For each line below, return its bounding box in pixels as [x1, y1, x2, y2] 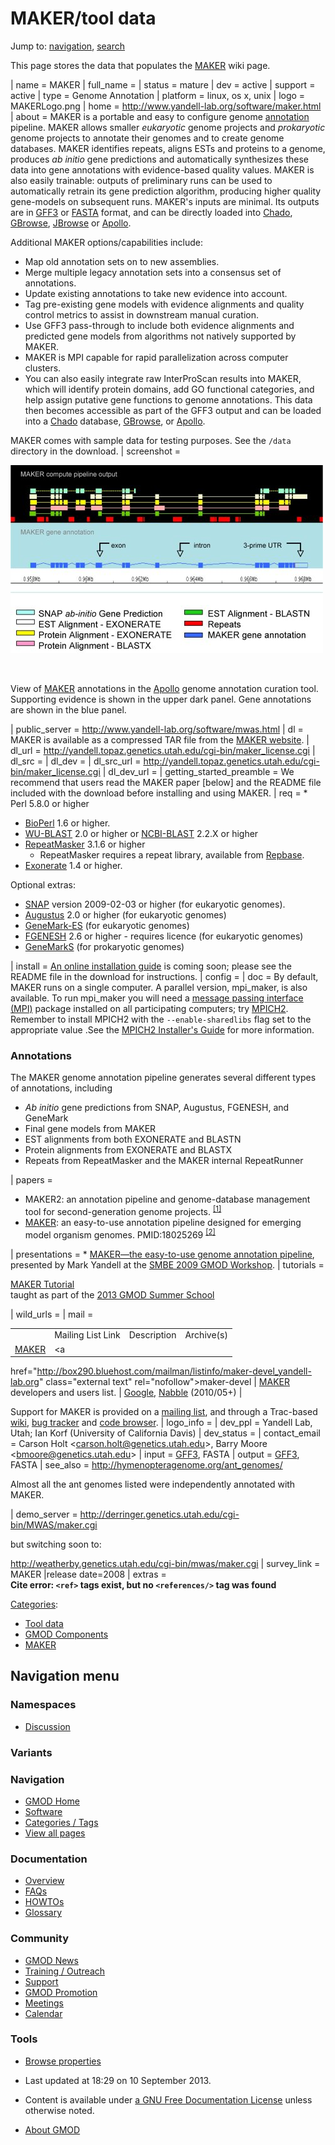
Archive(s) [184, 1329, 228, 1341]
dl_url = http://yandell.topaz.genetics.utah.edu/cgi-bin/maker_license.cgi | [10, 744, 316, 756]
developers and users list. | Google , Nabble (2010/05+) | [10, 1387, 243, 1399]
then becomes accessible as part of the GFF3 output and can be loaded [24, 404, 322, 416]
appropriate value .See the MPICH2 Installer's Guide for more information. [10, 1023, 315, 1036]
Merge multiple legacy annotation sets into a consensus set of [24, 266, 282, 278]
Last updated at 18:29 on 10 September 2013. [24, 2074, 212, 2086]
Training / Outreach [24, 1965, 106, 1977]
